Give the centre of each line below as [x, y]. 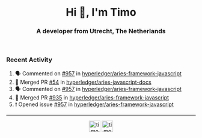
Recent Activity [29, 60]
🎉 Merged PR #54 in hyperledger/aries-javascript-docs [83, 82]
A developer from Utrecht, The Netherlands [101, 31]
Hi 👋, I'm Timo [101, 12]
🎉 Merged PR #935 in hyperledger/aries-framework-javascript [92, 97]
